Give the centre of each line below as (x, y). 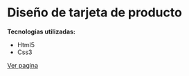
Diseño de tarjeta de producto (94, 13)
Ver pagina (22, 65)
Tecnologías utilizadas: (42, 31)
